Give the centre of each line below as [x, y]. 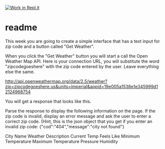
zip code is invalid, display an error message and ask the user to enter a [78, 116]
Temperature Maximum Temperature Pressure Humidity [62, 141]
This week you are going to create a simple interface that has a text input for [82, 41]
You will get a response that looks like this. [48, 101]
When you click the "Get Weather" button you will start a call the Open [76, 56]
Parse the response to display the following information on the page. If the [80, 111]
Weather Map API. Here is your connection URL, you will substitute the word [82, 61]
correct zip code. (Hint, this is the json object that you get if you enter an [79, 121]
